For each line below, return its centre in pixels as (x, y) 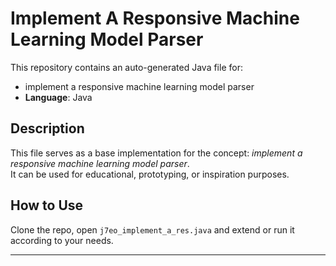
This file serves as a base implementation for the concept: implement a (156, 153)
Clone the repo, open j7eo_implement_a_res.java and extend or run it (152, 229)
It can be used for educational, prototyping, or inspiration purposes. (150, 174)
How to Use (47, 205)
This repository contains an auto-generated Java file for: (126, 67)
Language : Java (58, 97)
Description (47, 128)
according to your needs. (62, 240)
